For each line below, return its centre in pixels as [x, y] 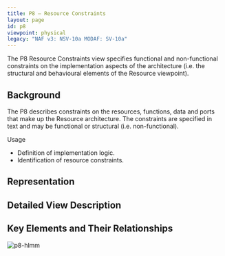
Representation [41, 182]
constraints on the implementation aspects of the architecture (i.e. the [106, 66]
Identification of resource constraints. [70, 160]
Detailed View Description [64, 205]
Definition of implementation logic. [66, 153]
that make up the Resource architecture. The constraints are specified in [109, 118]
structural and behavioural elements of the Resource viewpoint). [98, 74]
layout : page [26, 20]
